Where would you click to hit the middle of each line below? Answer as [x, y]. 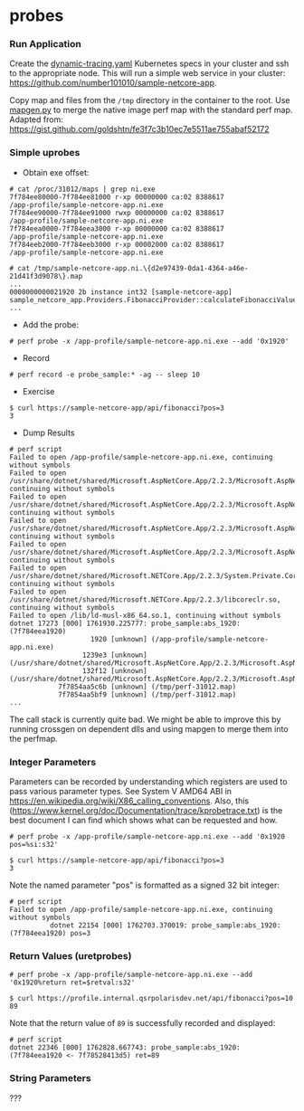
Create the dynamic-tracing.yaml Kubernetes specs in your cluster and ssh [149, 63]
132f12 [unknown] [114, 670]
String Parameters [51, 1078]
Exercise [38, 391]
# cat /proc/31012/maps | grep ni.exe [82, 189]
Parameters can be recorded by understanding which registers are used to [148, 782]
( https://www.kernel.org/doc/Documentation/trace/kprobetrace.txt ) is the [146, 811]
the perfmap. [34, 738]
